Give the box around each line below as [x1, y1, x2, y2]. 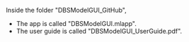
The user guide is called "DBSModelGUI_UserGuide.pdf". [16, 27, 183, 35]
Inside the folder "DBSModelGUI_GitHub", [6, 6, 127, 14]
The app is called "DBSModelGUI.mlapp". [16, 20, 137, 27]
